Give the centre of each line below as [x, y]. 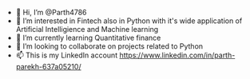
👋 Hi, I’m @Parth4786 [51, 12]
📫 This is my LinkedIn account [67, 55]
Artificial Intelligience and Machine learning [87, 29]
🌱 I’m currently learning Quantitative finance [88, 38]
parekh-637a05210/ [48, 67]
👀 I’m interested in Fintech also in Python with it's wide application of [129, 21]
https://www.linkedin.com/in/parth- [177, 55]
